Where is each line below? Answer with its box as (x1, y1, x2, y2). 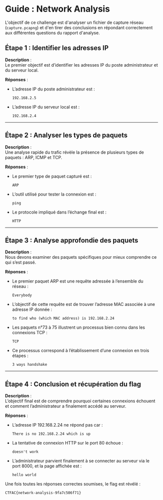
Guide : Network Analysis (5, 3, 110, 15)
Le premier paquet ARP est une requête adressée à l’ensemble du (12, 278, 144, 284)
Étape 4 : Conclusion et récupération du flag (5, 380, 142, 388)
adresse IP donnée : (12, 306, 52, 312)
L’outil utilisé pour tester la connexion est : (12, 191, 97, 197)
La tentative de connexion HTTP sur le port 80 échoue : (12, 440, 124, 446)
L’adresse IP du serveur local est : (12, 104, 80, 110)
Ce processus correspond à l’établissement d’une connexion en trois (12, 348, 149, 354)
